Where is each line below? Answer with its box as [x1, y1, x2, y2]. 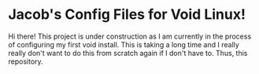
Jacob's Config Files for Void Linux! [8, 6, 246, 24]
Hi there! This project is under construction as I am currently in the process [8, 31, 252, 41]
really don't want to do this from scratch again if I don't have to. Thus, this [8, 48, 248, 57]
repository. [8, 57, 43, 66]
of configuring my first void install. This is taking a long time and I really [8, 39, 240, 49]
